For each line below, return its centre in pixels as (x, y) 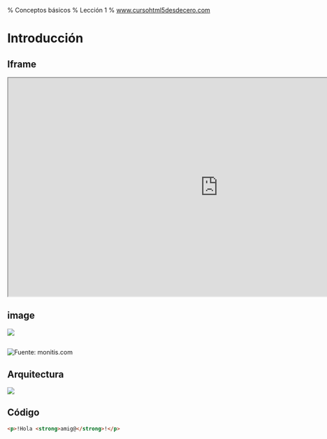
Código (23, 413)
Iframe (22, 64)
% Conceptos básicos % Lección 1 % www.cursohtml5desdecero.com (109, 10)
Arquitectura (36, 374)
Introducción (45, 38)
